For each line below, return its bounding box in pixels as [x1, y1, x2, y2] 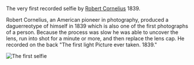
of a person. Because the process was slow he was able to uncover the [6, 29, 179, 36]
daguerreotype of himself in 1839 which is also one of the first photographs [6, 23, 189, 29]
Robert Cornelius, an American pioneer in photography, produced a [6, 16, 169, 23]
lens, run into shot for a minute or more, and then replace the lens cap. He [6, 35, 185, 42]
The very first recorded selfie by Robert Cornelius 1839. [6, 5, 141, 12]
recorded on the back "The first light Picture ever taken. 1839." [6, 41, 157, 48]
